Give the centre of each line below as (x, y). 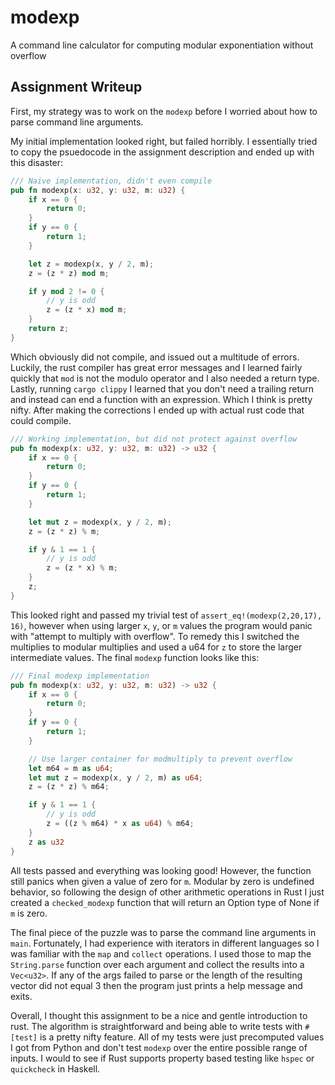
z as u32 (46, 842)
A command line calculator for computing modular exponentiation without (162, 45)
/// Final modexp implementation (80, 676)
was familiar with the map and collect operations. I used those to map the (161, 953)
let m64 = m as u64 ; (71, 768)
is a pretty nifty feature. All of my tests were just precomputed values (182, 1037)
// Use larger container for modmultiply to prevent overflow (160, 759)
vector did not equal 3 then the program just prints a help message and (156, 985)
